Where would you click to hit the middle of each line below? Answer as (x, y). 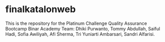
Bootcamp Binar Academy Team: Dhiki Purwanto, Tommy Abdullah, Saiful (83, 28)
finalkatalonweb (40, 9)
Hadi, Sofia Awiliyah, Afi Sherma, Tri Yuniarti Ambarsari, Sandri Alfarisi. (80, 34)
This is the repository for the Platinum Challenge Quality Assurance (76, 23)
